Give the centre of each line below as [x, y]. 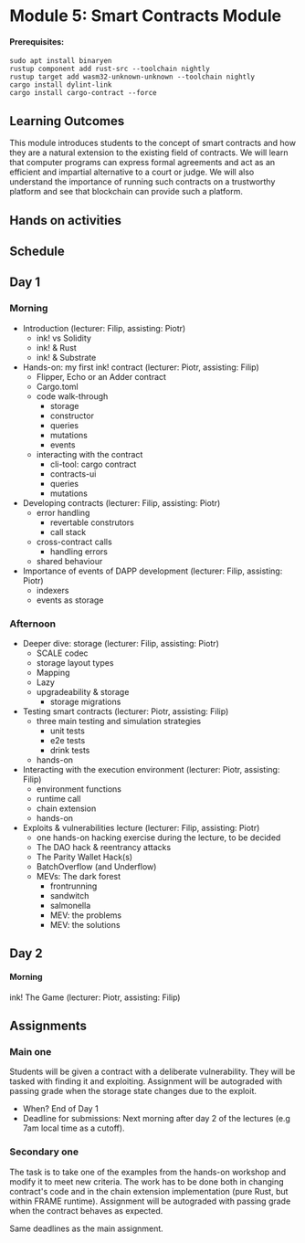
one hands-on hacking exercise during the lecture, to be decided [158, 837]
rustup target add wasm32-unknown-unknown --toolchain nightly [132, 77]
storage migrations [85, 701]
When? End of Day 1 [60, 1109]
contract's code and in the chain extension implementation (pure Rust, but [149, 1191]
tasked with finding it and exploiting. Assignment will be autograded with [146, 1081]
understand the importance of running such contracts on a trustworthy [142, 182]
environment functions [79, 789]
